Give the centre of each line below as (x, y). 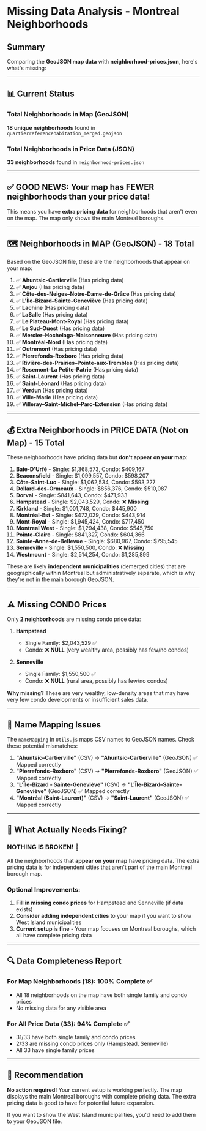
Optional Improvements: (44, 889)
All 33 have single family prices (55, 1050)
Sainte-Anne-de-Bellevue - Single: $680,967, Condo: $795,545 (97, 541)
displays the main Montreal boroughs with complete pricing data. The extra (101, 1096)
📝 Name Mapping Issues (54, 725)
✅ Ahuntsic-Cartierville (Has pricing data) (70, 280)
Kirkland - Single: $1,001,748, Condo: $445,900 (76, 509)
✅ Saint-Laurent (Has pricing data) (60, 376)
